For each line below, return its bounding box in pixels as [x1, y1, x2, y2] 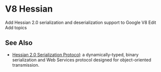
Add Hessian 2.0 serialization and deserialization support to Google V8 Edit [5, 19, 156, 25]
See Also [5, 39, 33, 47]
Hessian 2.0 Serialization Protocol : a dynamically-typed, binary [12, 52, 139, 57]
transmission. [12, 62, 40, 68]
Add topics [5, 24, 27, 30]
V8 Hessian [5, 3, 53, 15]
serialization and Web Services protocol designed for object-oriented [12, 57, 151, 63]
